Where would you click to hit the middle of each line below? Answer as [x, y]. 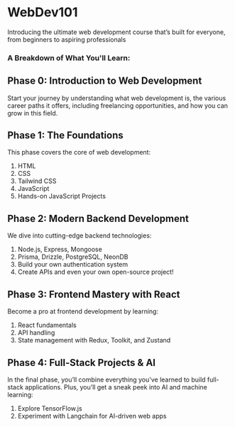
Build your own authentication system [73, 265]
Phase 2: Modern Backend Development [98, 218]
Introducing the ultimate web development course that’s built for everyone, [116, 32]
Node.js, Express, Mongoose [60, 250]
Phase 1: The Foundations [66, 135]
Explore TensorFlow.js [50, 408]
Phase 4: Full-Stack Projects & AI [82, 362]
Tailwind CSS [37, 181]
